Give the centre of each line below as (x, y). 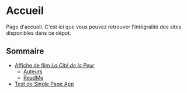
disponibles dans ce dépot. (39, 33)
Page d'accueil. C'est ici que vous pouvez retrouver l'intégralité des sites (94, 27)
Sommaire (25, 51)
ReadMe (33, 77)
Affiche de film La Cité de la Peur (54, 65)
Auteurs (33, 71)
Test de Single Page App (44, 84)
